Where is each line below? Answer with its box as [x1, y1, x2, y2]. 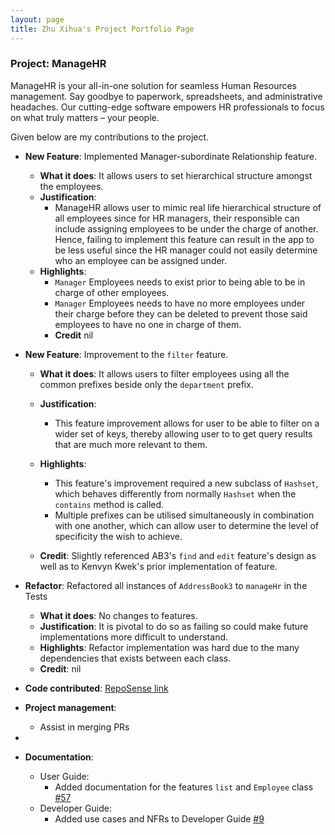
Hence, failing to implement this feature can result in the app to [54, 233, 315, 245]
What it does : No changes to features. [39, 609, 198, 621]
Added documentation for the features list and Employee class [54, 781, 314, 793]
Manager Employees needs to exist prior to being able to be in [54, 276, 306, 288]
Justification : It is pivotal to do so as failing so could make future [39, 620, 309, 632]
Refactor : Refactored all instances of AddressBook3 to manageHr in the [24, 579, 308, 591]
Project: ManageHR [10, 57, 107, 71]
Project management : [24, 701, 117, 713]
